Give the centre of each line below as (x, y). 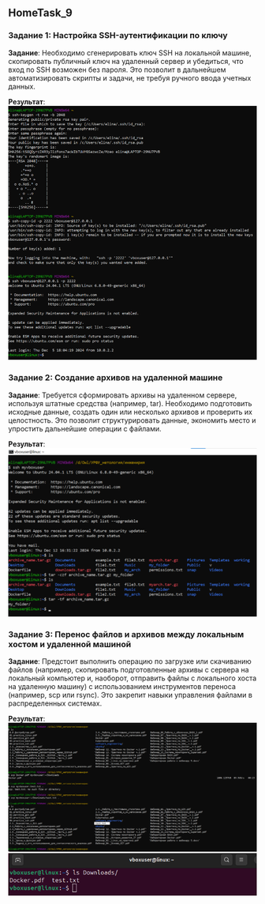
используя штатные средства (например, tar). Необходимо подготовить (130, 403)
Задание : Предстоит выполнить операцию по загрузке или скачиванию (130, 661)
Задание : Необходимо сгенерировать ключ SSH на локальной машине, (130, 53)
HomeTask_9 (40, 13)
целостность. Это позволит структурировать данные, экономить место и (132, 420)
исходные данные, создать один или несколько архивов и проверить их (131, 412)
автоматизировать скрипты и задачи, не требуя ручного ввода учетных (130, 77)
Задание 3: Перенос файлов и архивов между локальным (126, 634)
